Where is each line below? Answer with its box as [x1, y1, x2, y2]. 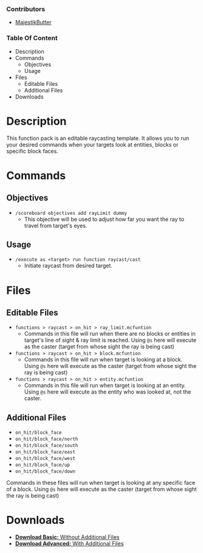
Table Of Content [6, 34, 58, 43]
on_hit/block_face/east [15, 449, 76, 455]
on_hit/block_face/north [15, 436, 78, 442]
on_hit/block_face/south [15, 443, 78, 449]
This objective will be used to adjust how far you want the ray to [24, 215, 184, 223]
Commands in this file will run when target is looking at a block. [24, 356, 183, 363]
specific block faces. [6, 147, 59, 155]
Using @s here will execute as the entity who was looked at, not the [24, 388, 191, 395]
